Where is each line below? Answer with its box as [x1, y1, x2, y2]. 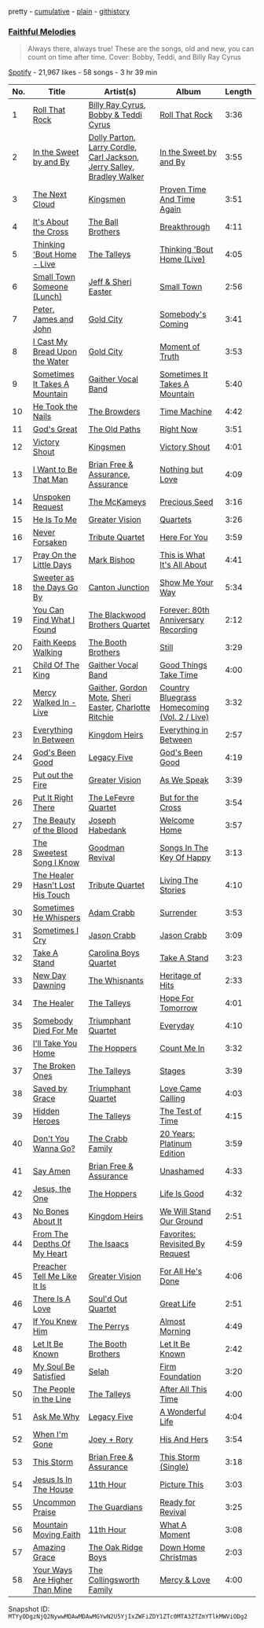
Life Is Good [159, 1189, 204, 1200]
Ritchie [88, 711, 114, 722]
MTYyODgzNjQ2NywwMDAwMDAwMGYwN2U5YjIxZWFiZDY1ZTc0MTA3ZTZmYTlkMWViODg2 [8, 1613, 247, 1621]
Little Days [32, 560, 72, 571]
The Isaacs [88, 1238, 130, 1249]
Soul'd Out [88, 1293, 128, 1304]
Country [159, 682, 190, 693]
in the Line [32, 1394, 71, 1405]
